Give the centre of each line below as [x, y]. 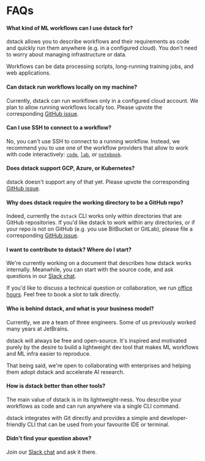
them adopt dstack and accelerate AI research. [65, 372]
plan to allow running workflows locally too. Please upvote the [84, 107]
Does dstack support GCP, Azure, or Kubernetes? [71, 168]
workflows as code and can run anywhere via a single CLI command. [93, 406]
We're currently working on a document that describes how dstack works [99, 263]
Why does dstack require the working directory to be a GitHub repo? [95, 202]
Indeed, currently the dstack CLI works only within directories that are [94, 216]
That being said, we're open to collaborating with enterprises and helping [99, 365]
